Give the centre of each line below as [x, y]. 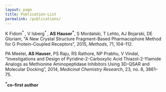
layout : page [19, 10]
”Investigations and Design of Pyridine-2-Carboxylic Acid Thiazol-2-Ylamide [83, 59]
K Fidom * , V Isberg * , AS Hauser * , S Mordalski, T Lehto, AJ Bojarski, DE [79, 33]
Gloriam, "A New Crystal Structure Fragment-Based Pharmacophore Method [83, 39]
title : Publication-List [31, 14]
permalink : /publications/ [33, 19]
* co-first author [22, 84]
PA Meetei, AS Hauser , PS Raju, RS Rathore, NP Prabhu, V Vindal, [72, 54]
